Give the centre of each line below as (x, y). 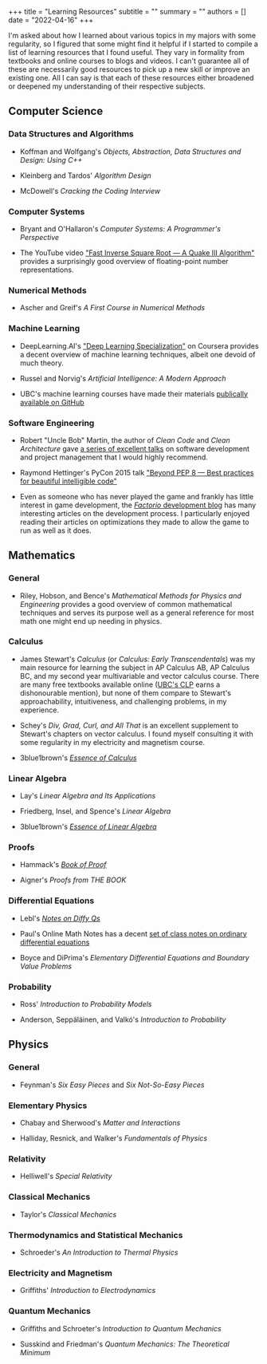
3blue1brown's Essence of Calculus (78, 758)
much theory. (41, 363)
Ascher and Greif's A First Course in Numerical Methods (112, 308)
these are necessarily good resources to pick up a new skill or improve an (129, 69)
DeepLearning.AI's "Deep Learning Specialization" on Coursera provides (139, 345)
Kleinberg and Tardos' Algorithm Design (85, 175)
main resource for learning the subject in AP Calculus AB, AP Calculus (135, 667)
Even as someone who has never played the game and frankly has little (136, 496)
